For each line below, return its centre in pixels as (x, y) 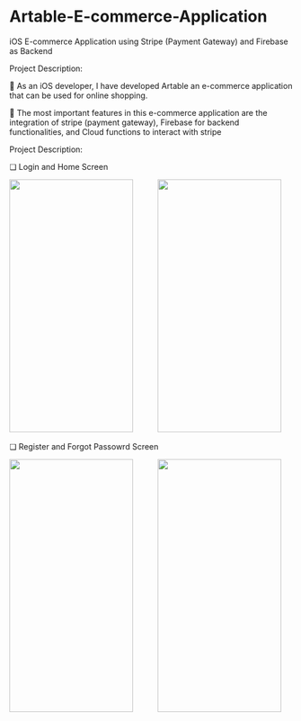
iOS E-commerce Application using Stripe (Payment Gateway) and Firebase (149, 41)
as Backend (31, 50)
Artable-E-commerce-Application (138, 17)
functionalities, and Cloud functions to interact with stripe (115, 131)
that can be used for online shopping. (79, 95)
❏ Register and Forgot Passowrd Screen (84, 446)
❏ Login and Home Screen (59, 166)
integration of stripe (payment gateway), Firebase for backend (124, 122)
